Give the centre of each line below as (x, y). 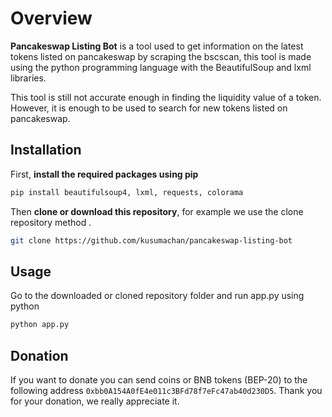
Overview (51, 18)
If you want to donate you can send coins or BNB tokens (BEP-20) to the (159, 380)
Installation (46, 150)
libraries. (28, 78)
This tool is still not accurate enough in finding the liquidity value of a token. (166, 97)
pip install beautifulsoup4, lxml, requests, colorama (127, 192)
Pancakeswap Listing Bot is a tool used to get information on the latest (157, 46)
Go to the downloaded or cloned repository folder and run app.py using (157, 296)
